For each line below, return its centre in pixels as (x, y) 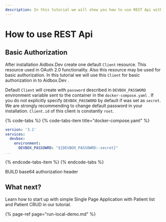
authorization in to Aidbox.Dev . (37, 80)
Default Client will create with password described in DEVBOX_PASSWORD (76, 90)
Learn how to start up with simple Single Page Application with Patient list (80, 199)
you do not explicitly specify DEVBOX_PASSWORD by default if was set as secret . (83, 100)
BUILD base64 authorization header (41, 171)
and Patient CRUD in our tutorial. (38, 204)
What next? (23, 187)
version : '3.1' (21, 129)
